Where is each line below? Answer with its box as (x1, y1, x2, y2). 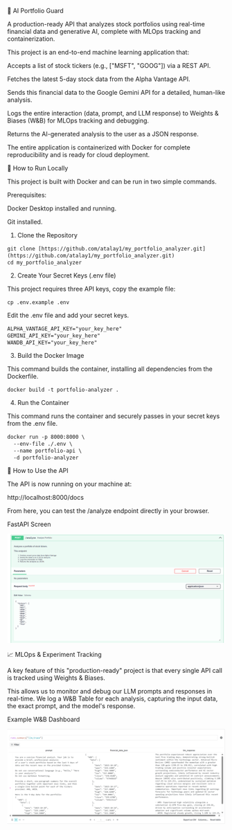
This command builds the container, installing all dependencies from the (7, 365, 213, 373)
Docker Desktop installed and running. (7, 204, 116, 213)
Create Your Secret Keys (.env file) (17, 271, 116, 280)
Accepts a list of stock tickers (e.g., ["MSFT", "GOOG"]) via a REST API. (7, 62, 211, 69)
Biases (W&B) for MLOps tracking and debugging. (7, 116, 150, 125)
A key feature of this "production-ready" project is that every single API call (7, 667, 223, 675)
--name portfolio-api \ (13, 447, 82, 454)
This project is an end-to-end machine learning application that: (7, 48, 189, 56)
